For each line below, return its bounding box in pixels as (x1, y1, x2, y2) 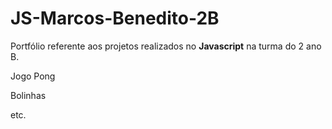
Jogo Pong (10, 70, 56, 82)
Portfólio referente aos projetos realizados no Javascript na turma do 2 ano (10, 40, 322, 52)
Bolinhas (10, 89, 47, 101)
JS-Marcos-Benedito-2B (10, 7, 220, 30)
